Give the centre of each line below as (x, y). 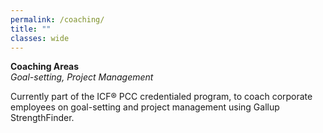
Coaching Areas (45, 67)
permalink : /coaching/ (57, 19)
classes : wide (40, 38)
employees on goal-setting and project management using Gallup (145, 107)
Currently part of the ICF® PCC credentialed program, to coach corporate (161, 97)
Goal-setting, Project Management (82, 77)
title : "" (31, 29)
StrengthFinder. (42, 118)
